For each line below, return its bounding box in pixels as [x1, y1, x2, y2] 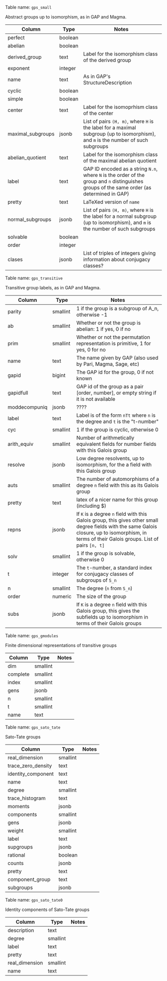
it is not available [76, 396, 116, 402]
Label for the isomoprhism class [83, 103, 158, 110]
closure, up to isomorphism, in [76, 529, 147, 536]
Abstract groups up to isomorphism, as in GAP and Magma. [5, 14, 127, 19]
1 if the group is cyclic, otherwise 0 [76, 426, 159, 433]
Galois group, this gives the [76, 607, 140, 614]
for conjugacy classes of [76, 571, 134, 577]
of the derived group [83, 57, 131, 63]
